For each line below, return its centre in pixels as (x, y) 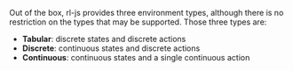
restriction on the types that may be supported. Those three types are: (138, 22)
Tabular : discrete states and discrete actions (104, 39)
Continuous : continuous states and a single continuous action (136, 57)
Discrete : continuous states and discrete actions (111, 48)
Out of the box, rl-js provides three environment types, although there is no (146, 13)
